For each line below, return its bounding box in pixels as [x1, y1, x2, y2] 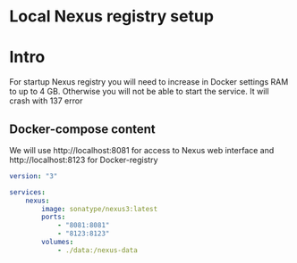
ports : [41, 212, 66, 222]
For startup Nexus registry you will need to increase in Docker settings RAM [9, 77, 289, 87]
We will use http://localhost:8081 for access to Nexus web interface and [9, 144, 275, 155]
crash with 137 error [9, 95, 83, 106]
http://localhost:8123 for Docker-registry [9, 154, 158, 165]
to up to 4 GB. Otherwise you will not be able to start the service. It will [9, 86, 270, 97]
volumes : [41, 238, 74, 247]
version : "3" [9, 171, 58, 180]
